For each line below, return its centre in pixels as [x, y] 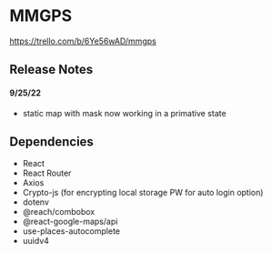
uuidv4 [36, 241]
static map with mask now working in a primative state [124, 113]
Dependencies [51, 142]
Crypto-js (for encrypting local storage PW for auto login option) [143, 193]
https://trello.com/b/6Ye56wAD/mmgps [83, 41]
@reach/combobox [59, 212]
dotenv [36, 202]
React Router [47, 173]
